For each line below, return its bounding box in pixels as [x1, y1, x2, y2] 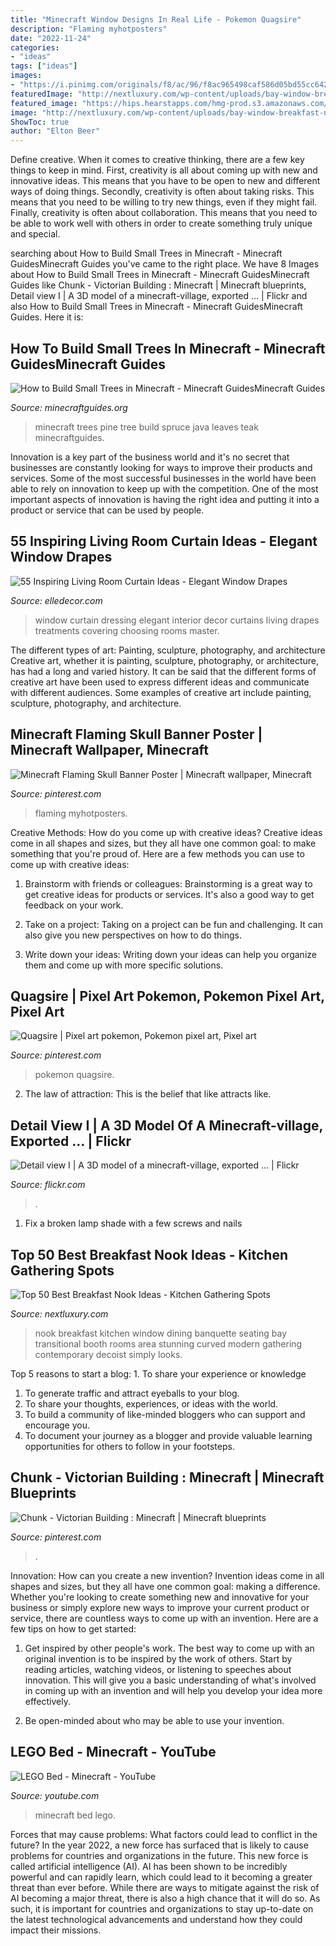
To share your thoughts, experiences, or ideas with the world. [24, 1398, 279, 1410]
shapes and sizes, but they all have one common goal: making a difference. [10, 1580, 321, 1592]
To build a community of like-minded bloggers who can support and [24, 1409, 306, 1420]
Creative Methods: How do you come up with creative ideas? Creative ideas [10, 826, 323, 838]
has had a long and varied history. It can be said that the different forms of [10, 665, 317, 677]
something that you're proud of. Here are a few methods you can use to [10, 847, 305, 860]
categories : [10, 42, 60, 53]
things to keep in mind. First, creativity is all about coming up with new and [10, 164, 318, 176]
